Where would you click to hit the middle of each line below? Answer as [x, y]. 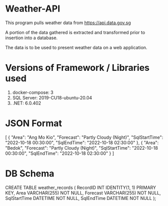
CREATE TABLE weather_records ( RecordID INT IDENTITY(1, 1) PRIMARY [81, 187]
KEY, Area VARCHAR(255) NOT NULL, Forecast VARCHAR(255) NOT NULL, [83, 193]
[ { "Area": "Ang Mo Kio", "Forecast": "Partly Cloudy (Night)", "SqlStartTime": [84, 137]
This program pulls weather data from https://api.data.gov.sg [68, 23]
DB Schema [30, 173]
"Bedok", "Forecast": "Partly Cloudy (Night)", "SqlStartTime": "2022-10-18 [81, 148]
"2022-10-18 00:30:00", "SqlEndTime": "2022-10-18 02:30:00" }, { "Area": [82, 142]
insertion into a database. [31, 38]
